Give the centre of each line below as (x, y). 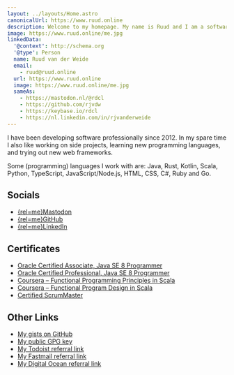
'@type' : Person (37, 53)
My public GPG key (45, 341)
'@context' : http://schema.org (59, 46)
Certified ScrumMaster (50, 295)
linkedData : (24, 40)
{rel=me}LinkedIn (42, 227)
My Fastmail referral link (52, 356)
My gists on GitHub (45, 334)
